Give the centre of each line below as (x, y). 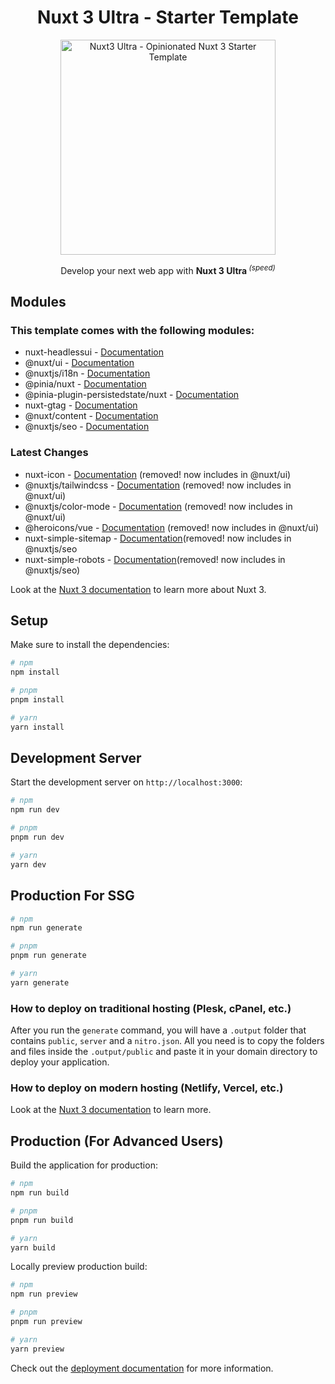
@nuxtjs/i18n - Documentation (87, 373)
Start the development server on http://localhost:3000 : (126, 782)
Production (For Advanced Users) (117, 1141)
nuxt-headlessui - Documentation (94, 352)
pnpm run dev (37, 837)
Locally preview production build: (79, 1267)
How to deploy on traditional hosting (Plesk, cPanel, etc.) (151, 1008)
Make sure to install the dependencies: (90, 645)
